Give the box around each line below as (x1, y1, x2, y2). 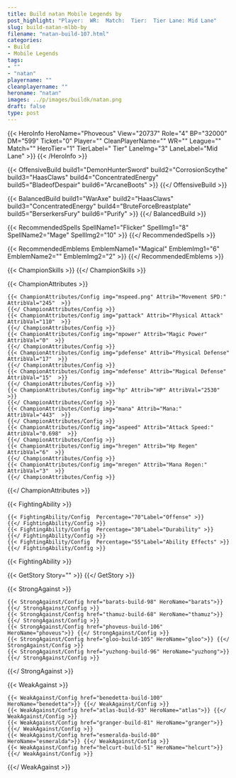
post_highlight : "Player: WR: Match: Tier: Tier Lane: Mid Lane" (7, 17, 218, 24)
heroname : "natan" (7, 90, 62, 97)
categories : (7, 37, 43, 44)
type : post (7, 109, 40, 117)
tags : (7, 57, 23, 64)
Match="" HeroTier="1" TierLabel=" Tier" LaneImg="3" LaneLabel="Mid (7, 144, 218, 153)
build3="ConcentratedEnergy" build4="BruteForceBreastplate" (7, 202, 191, 210)
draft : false (7, 103, 46, 110)
